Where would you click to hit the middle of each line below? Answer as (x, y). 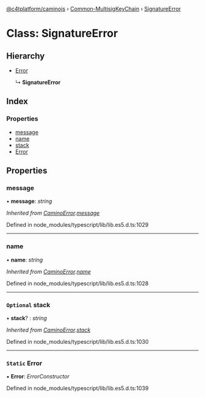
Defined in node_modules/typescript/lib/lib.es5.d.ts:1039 (77, 388)
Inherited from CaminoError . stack (49, 330)
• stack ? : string (27, 318)
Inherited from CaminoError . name (49, 271)
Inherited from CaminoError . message (53, 213)
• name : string (25, 260)
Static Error (24, 363)
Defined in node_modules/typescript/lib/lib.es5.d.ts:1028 (77, 283)
